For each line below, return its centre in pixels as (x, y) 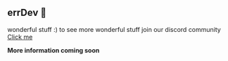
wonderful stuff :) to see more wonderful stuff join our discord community (114, 29)
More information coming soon (53, 50)
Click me (20, 37)
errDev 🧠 (27, 13)
